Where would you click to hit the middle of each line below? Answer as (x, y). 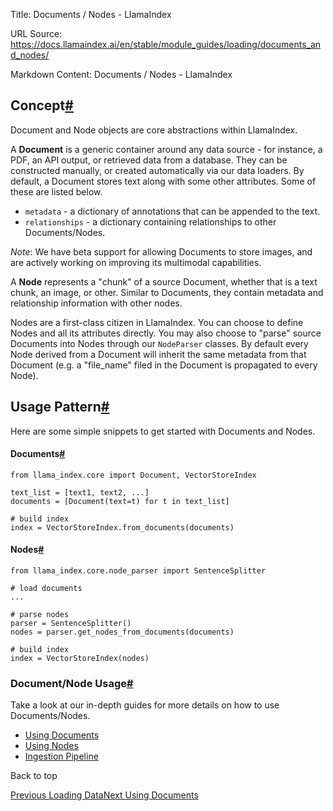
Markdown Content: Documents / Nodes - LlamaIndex (121, 74)
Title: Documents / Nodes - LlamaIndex (91, 14)
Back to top (34, 776)
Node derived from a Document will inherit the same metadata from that (158, 354)
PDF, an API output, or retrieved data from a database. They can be (149, 160)
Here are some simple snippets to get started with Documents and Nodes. (163, 431)
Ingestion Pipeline (61, 756)
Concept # (42, 105)
